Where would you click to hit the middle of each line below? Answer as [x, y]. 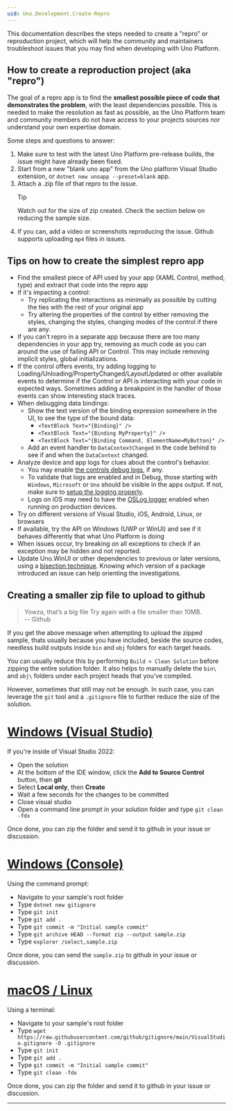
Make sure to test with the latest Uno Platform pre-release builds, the [116, 154]
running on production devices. [72, 507]
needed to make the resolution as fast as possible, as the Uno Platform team [116, 113]
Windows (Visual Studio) [80, 732]
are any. [39, 329]
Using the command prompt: [48, 884]
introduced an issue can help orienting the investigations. [99, 573]
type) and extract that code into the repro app [83, 285]
